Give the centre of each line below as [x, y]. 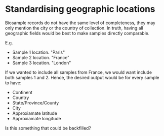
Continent [22, 92]
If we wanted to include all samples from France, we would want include [79, 72]
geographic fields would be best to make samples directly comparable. [77, 33]
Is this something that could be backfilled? [48, 128]
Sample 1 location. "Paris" [39, 52]
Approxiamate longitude [37, 118]
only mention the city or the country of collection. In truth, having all [74, 28]
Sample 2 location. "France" [41, 57]
